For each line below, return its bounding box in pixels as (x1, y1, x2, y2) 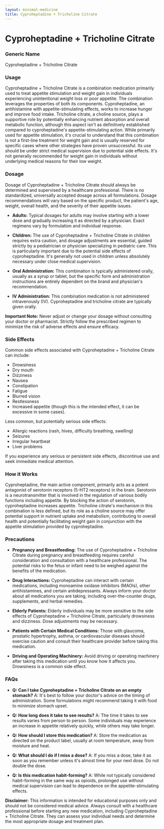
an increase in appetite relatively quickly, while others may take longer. (12, 723, 155, 729)
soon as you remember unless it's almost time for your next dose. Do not (12, 757, 159, 763)
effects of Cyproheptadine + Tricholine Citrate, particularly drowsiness (12, 613, 155, 619)
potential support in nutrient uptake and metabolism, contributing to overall (5, 513, 156, 519)
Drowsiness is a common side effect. (12, 664, 87, 670)
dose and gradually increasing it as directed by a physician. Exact (12, 217, 144, 223)
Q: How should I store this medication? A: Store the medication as (12, 732, 147, 738)
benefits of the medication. (12, 568, 67, 574)
